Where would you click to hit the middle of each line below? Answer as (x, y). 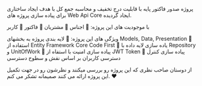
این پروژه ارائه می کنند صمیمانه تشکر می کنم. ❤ (62, 76)
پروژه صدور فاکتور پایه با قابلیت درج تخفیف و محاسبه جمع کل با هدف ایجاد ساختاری (100, 9)
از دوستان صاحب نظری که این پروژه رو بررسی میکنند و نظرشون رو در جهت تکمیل (99, 70)
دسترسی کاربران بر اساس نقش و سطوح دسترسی (64, 58)
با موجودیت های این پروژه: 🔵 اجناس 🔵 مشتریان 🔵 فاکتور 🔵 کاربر (78, 27)
